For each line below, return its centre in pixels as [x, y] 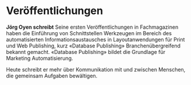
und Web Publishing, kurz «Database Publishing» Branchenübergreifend [93, 46]
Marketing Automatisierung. [40, 58]
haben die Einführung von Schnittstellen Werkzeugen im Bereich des [89, 33]
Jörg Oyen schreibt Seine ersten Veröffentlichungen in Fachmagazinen [92, 27]
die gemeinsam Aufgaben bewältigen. [52, 76]
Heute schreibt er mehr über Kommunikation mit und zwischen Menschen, [96, 69]
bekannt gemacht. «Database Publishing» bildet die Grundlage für [86, 52]
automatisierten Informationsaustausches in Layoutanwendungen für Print [95, 39]
